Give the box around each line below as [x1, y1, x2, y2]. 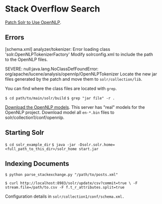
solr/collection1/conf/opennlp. [5, 115, 65, 120]
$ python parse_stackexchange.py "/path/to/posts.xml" [5, 173, 118, 177]
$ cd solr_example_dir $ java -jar [5, 142, 76, 147]
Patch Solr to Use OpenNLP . [5, 19, 62, 25]
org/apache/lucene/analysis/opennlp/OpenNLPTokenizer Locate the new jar [5, 71, 157, 77]
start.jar [79, 146, 98, 151]
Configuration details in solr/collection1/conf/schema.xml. [5, 193, 125, 199]
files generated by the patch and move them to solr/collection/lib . [5, 76, 142, 82]
